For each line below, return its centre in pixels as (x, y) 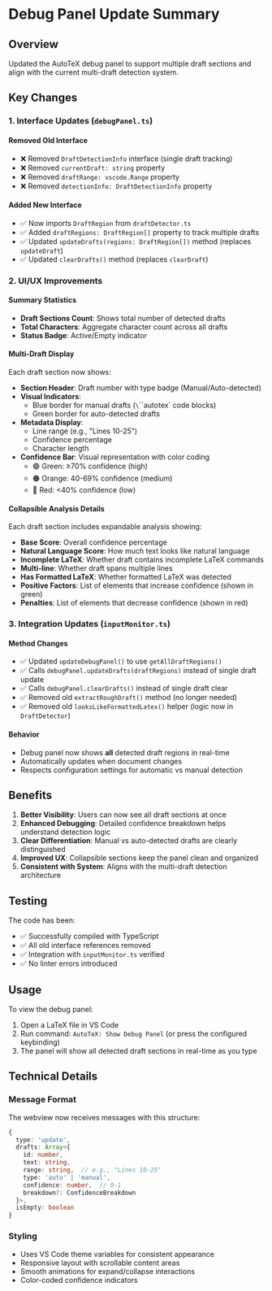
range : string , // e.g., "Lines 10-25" (92, 1170)
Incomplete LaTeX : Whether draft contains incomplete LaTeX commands (142, 560)
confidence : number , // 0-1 (72, 1185)
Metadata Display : (52, 423)
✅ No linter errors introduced (69, 963)
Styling (23, 1237)
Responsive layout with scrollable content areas (100, 1263)
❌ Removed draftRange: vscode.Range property (100, 176)
